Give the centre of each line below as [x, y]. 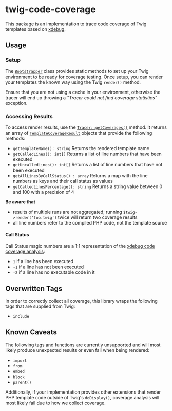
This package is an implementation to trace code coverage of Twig [76, 24]
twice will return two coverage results [98, 217]
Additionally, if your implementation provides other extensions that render [83, 392]
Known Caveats [31, 332]
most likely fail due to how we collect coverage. [56, 403]
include [21, 316]
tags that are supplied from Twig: [40, 306]
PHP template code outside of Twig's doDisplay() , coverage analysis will [82, 397]
